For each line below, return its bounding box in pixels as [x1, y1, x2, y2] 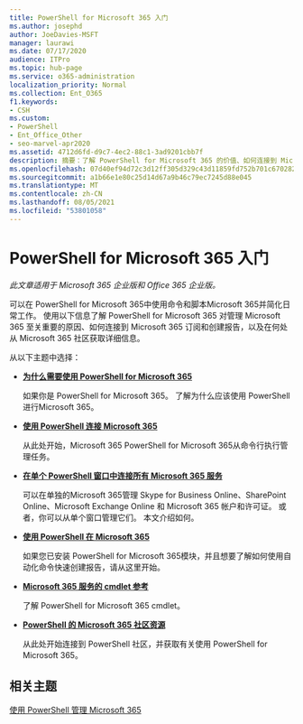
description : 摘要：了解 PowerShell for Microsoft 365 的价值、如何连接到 [9, 155, 278, 165]
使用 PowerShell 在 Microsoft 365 [22, 531, 151, 542]
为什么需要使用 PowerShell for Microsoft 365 [22, 371, 192, 382]
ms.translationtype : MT [9, 181, 99, 190]
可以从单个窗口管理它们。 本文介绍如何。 [46, 512, 199, 523]
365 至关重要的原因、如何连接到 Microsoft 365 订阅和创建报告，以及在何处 [9, 321, 289, 332]
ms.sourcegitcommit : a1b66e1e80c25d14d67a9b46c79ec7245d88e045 [9, 172, 252, 181]
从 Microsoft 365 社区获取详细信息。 [9, 332, 145, 343]
